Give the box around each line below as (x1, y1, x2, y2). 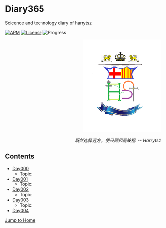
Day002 (12, 186, 29, 192)
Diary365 (5, 3, 44, 15)
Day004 (12, 207, 29, 213)
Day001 (12, 176, 28, 182)
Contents (5, 152, 35, 161)
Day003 (12, 197, 29, 203)
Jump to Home (5, 217, 36, 223)
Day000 (12, 165, 29, 171)
